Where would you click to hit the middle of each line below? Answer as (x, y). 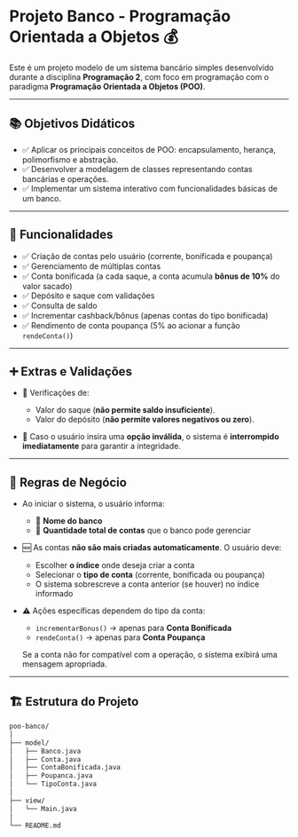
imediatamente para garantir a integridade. (102, 446)
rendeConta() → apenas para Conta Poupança (120, 637)
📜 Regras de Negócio (68, 482)
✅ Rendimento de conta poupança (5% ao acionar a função (131, 325)
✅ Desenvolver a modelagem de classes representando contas (137, 169)
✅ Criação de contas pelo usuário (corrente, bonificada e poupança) (147, 256)
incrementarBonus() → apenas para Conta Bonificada (133, 628)
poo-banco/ (29, 726)
